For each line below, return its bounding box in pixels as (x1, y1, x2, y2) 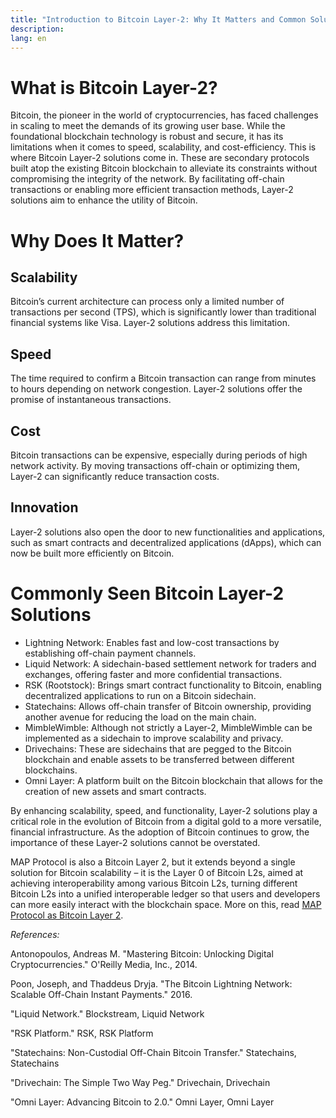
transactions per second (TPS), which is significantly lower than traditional (10, 306, 317, 318)
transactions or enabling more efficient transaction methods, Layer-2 (10, 184, 294, 196)
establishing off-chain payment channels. (24, 647, 197, 659)
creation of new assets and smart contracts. (24, 785, 207, 797)
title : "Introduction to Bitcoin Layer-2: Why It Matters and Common (10, 14, 307, 25)
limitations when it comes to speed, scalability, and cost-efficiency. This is (10, 141, 317, 153)
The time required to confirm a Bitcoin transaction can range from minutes (10, 372, 317, 385)
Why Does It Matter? (10, 229, 185, 252)
